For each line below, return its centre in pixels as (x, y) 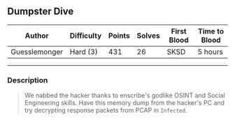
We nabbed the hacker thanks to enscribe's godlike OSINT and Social (124, 95)
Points (119, 36)
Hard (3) (84, 52)
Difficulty (86, 36)
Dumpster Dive (41, 12)
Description (28, 80)
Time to (211, 31)
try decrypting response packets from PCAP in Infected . (106, 111)
